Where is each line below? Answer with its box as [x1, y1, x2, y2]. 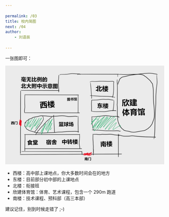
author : [5, 29, 22, 35]
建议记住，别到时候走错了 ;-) [5, 206, 65, 212]
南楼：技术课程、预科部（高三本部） [12, 195, 88, 201]
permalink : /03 [5, 13, 37, 19]
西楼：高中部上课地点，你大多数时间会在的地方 [12, 170, 110, 176]
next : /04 [5, 24, 26, 29]
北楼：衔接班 [12, 182, 39, 189]
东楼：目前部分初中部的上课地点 [12, 176, 79, 182]
